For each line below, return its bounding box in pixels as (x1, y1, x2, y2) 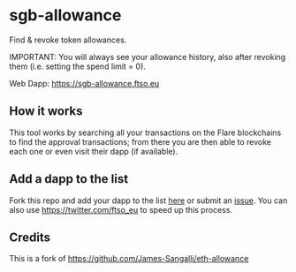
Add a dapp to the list (9, 171, 129, 186)
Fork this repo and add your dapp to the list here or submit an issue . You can (9, 195, 288, 206)
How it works (9, 103, 83, 119)
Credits (9, 230, 51, 245)
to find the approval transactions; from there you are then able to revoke (9, 136, 272, 147)
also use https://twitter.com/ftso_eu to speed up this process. (9, 204, 232, 215)
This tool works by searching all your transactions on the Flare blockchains (9, 127, 282, 138)
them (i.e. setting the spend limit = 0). (9, 61, 146, 72)
